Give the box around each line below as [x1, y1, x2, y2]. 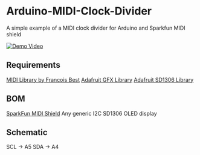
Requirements [6, 60, 60, 70]
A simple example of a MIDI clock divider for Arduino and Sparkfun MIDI [6, 24, 185, 31]
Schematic [6, 127, 48, 137]
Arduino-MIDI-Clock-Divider [6, 4, 152, 18]
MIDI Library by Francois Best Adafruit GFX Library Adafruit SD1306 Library [6, 76, 194, 83]
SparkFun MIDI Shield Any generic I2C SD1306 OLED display [6, 110, 157, 117]
